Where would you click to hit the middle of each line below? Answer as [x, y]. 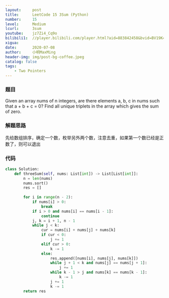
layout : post [23, 10]
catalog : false [21, 62]
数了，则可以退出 [23, 144]
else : [47, 254]
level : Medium [26, 24]
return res [35, 291]
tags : [11, 66]
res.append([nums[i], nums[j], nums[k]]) [94, 258]
